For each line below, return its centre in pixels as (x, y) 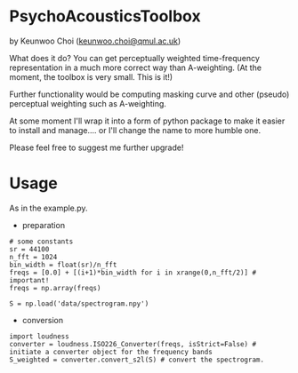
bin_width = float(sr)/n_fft (63, 265)
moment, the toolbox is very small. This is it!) (91, 76)
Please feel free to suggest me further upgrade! (97, 147)
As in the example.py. (48, 208)
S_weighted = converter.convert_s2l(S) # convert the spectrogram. (137, 360)
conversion (43, 320)
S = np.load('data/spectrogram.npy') (79, 304)
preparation (43, 225)
